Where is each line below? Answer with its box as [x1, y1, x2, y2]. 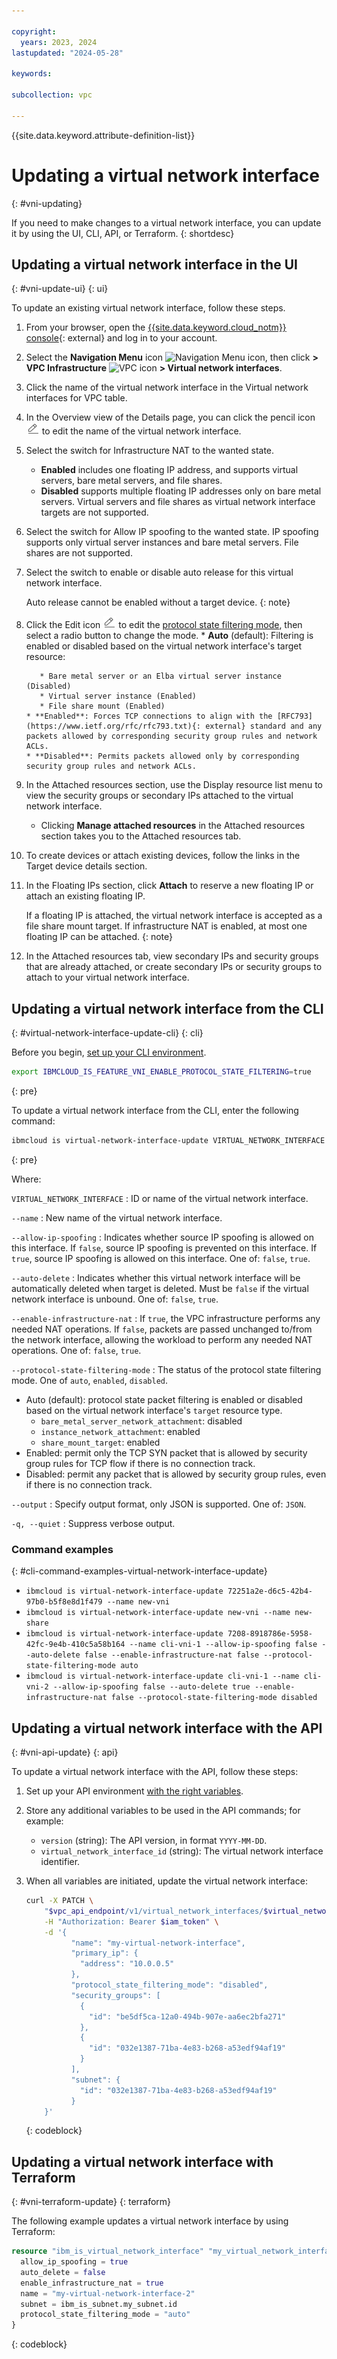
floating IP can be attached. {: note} [25, 931, 173, 943]
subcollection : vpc [11, 90, 93, 100]
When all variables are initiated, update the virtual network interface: [25, 1875, 308, 1887]
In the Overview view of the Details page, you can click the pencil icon [25, 411, 316, 424]
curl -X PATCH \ [25, 1896, 94, 1906]
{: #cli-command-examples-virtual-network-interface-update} [11, 1565, 268, 1577]
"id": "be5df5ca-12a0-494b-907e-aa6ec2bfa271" [89, 2011, 287, 2022]
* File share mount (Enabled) [39, 701, 166, 712]
